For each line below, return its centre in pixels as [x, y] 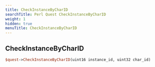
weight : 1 [15, 19]
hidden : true [19, 24]
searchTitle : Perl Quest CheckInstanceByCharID [56, 14]
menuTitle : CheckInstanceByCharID [41, 28]
